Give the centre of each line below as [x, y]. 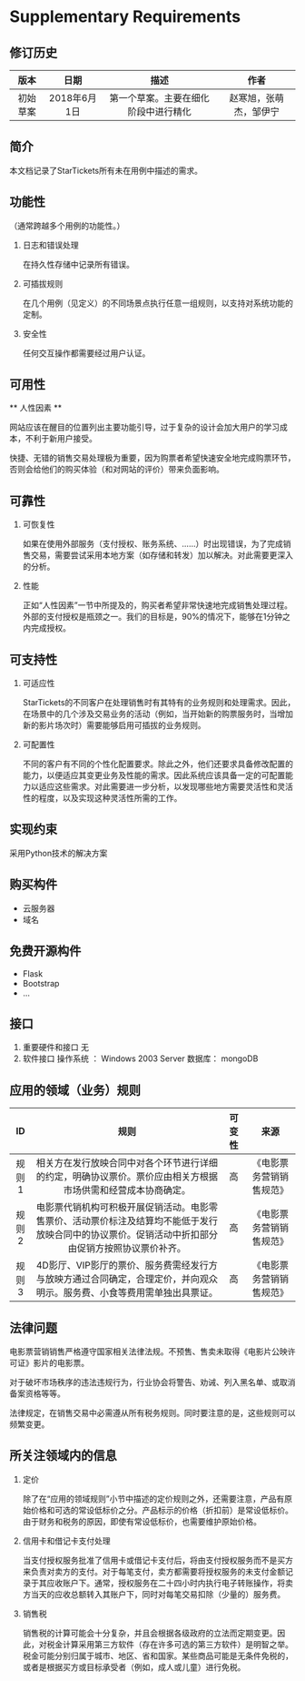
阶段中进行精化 [160, 111]
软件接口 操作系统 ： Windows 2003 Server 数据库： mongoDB [140, 1058]
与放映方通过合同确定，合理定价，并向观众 [127, 1279]
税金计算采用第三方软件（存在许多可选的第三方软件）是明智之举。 [170, 1644]
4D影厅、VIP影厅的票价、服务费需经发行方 [127, 1265]
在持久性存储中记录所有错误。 [78, 264]
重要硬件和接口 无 [55, 1048]
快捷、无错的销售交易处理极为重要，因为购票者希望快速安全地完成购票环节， [152, 458]
